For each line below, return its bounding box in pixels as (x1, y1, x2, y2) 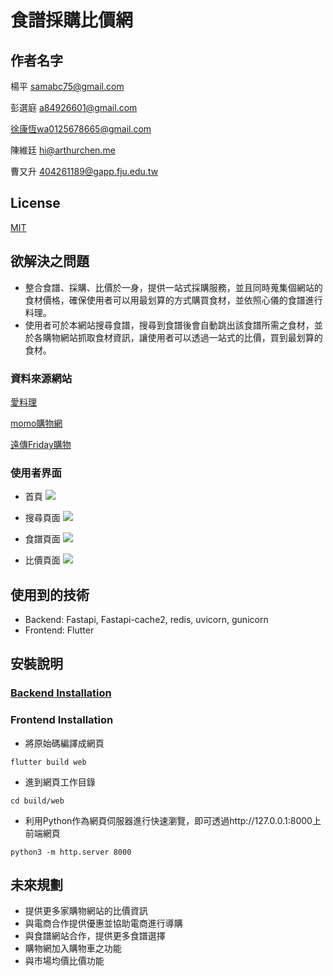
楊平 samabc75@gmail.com (10, 81, 125, 92)
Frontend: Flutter (24, 624, 95, 636)
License (10, 195, 61, 212)
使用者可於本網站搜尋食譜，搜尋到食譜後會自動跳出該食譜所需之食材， (24, 319, 315, 331)
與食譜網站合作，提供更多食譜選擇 (24, 930, 166, 942)
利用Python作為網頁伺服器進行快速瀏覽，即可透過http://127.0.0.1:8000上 (24, 814, 322, 826)
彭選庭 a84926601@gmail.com (10, 102, 138, 113)
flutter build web (10, 757, 87, 767)
